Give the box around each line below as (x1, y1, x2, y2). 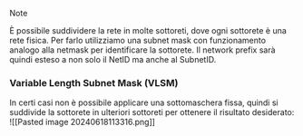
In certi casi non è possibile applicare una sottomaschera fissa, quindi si (9, 97, 279, 108)
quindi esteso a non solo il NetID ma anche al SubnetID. (9, 54, 217, 64)
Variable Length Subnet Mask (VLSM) (9, 76, 179, 89)
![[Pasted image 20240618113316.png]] (9, 117, 156, 128)
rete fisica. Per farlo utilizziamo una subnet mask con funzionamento (9, 35, 266, 45)
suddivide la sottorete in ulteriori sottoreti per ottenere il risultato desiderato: (9, 107, 295, 118)
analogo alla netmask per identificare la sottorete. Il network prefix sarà (9, 44, 276, 55)
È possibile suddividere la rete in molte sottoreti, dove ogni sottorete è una (9, 25, 288, 35)
